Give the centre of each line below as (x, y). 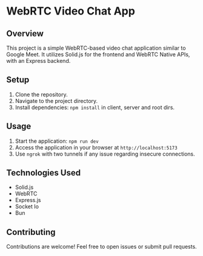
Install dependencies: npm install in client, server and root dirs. (95, 107)
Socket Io (27, 206)
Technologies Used (43, 173)
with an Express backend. (38, 61)
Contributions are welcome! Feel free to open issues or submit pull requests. (101, 247)
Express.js (28, 200)
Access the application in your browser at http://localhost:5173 (96, 147)
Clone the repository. (41, 94)
